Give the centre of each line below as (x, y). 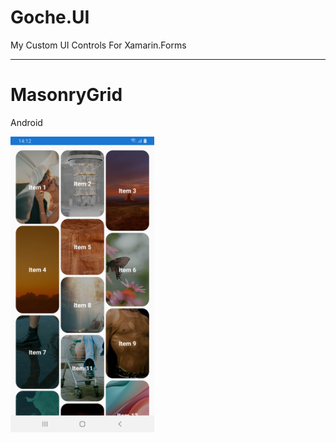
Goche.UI (50, 17)
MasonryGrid (66, 95)
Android (26, 122)
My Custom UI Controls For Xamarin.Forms (98, 45)
